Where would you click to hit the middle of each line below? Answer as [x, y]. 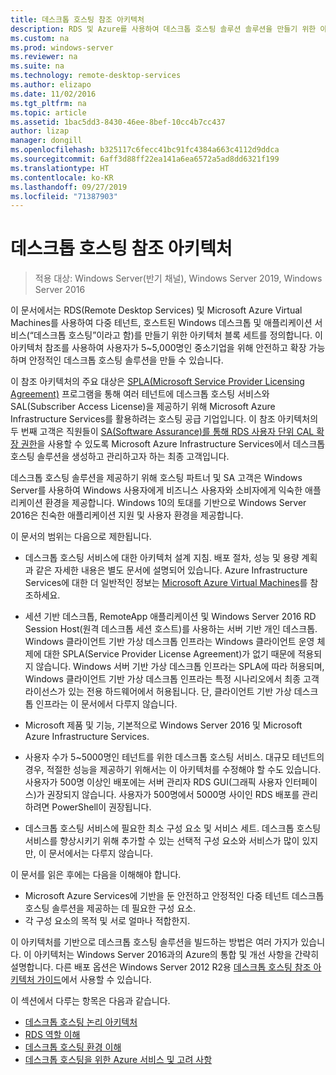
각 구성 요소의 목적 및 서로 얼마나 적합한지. [107, 921]
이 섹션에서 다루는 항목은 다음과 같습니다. [90, 1001]
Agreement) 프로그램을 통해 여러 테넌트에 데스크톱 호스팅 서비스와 [140, 394]
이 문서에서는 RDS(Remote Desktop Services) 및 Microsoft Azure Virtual [156, 310]
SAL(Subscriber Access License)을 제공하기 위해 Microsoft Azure [143, 407]
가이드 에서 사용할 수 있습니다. [94, 980]
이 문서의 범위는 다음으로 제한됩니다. [81, 537]
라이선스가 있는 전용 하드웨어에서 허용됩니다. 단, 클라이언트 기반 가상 [158, 692]
